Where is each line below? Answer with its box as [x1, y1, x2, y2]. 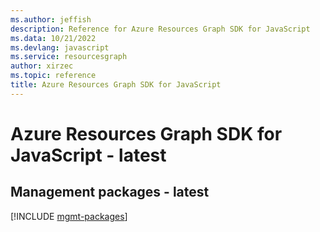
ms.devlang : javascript [10, 42, 110, 53]
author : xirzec [10, 61, 74, 71]
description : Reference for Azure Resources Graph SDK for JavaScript [10, 24, 311, 34]
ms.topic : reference [10, 71, 97, 81]
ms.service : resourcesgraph [10, 52, 128, 62]
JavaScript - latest [10, 144, 167, 166]
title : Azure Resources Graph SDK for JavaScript [10, 80, 222, 90]
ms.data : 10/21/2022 [10, 33, 97, 43]
